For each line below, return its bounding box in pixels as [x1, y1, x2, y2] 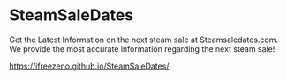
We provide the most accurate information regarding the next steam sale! [9, 43, 276, 54]
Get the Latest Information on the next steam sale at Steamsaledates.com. [9, 34, 278, 45]
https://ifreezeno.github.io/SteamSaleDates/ [9, 61, 170, 71]
